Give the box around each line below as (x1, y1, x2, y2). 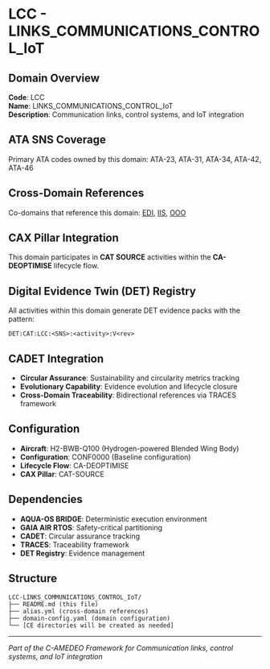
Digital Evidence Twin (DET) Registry (8, 284, 197, 298)
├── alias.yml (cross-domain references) (8, 607, 149, 615)
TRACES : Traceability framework (19, 539, 130, 549)
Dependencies (8, 492, 83, 506)
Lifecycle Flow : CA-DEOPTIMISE (19, 460, 129, 470)
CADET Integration (8, 351, 104, 365)
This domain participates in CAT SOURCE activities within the (8, 252, 211, 262)
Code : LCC (8, 93, 46, 102)
